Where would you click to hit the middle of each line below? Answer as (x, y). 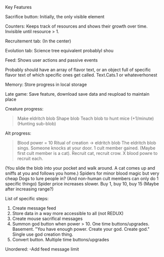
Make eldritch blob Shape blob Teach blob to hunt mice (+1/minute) (85, 118)
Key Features (18, 7)
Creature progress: (24, 109)
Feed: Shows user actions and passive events (51, 60)
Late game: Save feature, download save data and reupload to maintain (77, 94)
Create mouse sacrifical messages (47, 219)
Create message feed (34, 208)
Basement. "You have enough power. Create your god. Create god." (81, 229)
